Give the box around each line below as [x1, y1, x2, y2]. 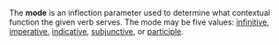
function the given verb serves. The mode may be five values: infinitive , [9, 17, 270, 27]
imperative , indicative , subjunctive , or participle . [9, 26, 184, 36]
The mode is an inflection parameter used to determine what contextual [9, 8, 271, 18]
